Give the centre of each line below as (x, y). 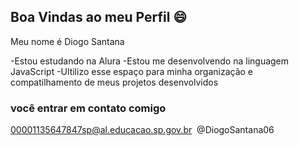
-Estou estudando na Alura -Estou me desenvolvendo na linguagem (150, 61)
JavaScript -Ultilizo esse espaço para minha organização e (132, 71)
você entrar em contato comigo (88, 108)
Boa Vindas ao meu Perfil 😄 (99, 17)
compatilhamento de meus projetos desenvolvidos (114, 82)
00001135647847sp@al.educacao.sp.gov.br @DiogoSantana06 (142, 130)
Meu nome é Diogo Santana (67, 41)
